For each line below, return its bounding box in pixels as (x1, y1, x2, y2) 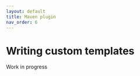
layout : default (6, 8, 45, 15)
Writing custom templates (6, 44, 135, 57)
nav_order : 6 (6, 19, 38, 25)
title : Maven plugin (6, 14, 57, 20)
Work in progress (6, 63, 48, 70)
